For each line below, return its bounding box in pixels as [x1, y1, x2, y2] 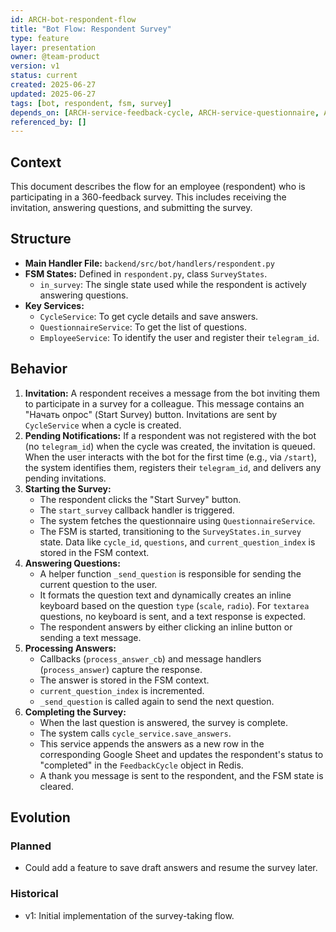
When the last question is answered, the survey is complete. [39, 716, 289, 728]
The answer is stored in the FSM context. [39, 674, 210, 686]
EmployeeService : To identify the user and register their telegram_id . [39, 331, 320, 343]
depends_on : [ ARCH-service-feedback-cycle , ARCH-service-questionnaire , [10, 107, 320, 118]
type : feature [10, 33, 70, 43]
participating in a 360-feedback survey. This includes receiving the [10, 191, 287, 203]
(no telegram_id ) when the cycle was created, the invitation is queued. [24, 440, 316, 452]
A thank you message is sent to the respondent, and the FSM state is [39, 769, 324, 781]
